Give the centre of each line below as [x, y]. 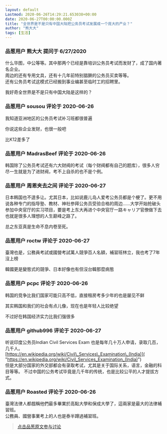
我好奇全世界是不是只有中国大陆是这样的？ [49, 92]
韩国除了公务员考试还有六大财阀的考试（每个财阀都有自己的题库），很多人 [80, 165]
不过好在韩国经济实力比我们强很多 [40, 316]
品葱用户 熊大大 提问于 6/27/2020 [46, 51]
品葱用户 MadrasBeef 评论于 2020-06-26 [55, 153]
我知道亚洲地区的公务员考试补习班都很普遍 [49, 118]
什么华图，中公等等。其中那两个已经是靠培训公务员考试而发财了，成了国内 [81, 63]
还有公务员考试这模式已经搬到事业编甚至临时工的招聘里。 [64, 82]
